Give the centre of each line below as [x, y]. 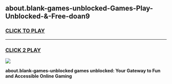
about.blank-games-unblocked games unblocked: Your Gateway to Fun [83, 70]
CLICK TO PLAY [25, 31]
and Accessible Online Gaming [39, 76]
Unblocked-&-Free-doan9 [48, 17]
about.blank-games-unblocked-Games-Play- [79, 8]
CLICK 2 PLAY [23, 50]
